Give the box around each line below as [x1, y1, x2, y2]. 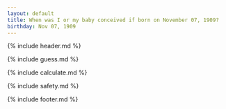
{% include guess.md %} [7, 55, 79, 63]
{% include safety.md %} [7, 82, 79, 90]
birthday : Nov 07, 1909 [7, 23, 76, 30]
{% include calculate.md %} [7, 68, 88, 77]
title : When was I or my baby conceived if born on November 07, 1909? [7, 17, 219, 23]
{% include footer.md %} [7, 95, 79, 103]
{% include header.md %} [7, 42, 81, 50]
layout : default [7, 10, 54, 17]
